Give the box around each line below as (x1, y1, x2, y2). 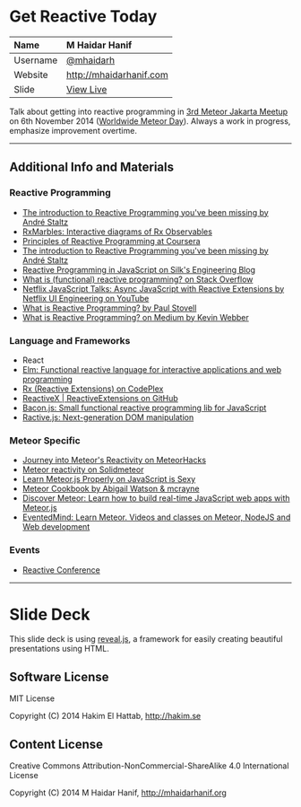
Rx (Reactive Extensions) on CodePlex (21, 383, 164, 394)
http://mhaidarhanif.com (65, 68, 168, 81)
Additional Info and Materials (9, 160, 175, 175)
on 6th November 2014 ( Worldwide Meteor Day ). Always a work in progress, (9, 115, 291, 127)
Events (9, 544, 40, 557)
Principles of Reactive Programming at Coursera (21, 235, 201, 246)
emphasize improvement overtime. (9, 125, 137, 136)
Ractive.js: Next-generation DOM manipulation (21, 411, 194, 423)
